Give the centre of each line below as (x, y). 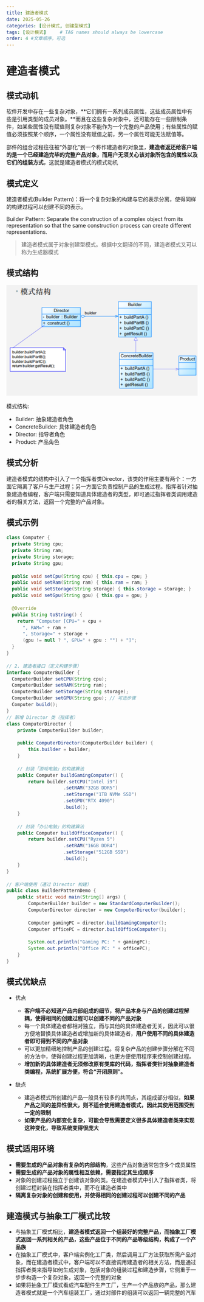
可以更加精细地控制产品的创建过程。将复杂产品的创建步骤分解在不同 (109, 1048)
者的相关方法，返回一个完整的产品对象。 (57, 502)
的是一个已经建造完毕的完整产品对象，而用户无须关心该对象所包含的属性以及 (102, 155)
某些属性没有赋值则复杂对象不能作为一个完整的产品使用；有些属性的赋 (110, 127)
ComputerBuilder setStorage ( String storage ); (70, 692)
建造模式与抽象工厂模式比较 (58, 1216)
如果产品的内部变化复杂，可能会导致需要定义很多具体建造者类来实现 (109, 1120)
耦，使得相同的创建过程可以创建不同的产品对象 (83, 1018)
